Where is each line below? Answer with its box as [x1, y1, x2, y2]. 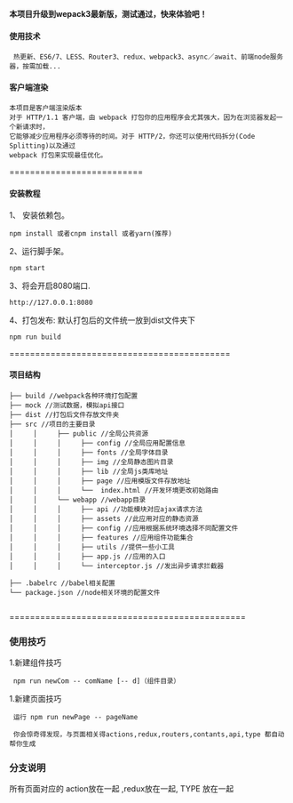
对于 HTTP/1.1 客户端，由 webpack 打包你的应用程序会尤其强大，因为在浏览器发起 [9, 113, 277, 123]
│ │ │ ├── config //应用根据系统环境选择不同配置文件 [9, 524, 239, 533]
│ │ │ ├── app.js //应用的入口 [9, 551, 166, 561]
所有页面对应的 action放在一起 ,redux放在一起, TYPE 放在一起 [9, 783, 234, 794]
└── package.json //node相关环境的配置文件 [9, 588, 161, 597]
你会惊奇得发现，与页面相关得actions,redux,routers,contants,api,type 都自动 [12, 730, 285, 739]
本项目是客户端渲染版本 [9, 104, 83, 113]
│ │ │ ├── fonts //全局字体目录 [9, 448, 169, 457]
